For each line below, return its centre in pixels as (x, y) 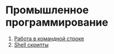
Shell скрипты (31, 45)
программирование (57, 22)
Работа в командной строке (49, 38)
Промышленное (47, 10)
